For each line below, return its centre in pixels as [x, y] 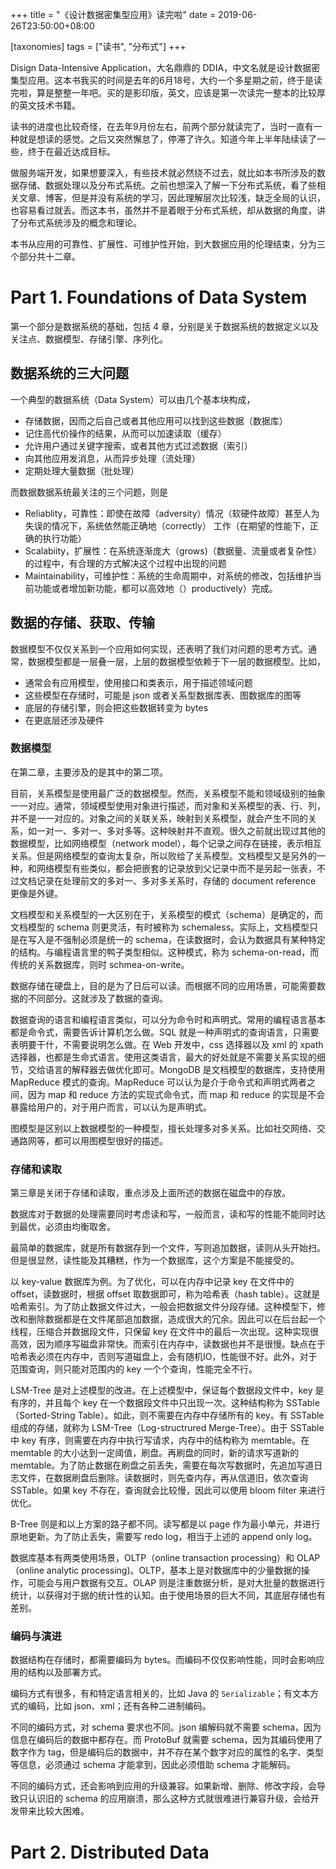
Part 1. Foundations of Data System [159, 297]
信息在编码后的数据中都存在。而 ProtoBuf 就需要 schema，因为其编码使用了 [166, 1740]
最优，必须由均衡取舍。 [67, 1227]
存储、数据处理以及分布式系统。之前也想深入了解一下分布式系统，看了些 [167, 185]
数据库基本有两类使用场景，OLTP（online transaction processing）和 [152, 1558]
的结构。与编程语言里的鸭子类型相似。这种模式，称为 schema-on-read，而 [165, 952]
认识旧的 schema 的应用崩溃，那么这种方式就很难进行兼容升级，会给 [169, 1799]
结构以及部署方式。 [67, 1672]
